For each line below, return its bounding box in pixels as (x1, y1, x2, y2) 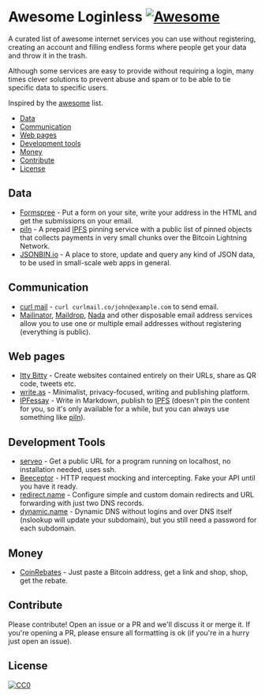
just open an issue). (8, 636, 73, 646)
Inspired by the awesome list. (8, 98, 104, 107)
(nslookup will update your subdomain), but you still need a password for (19, 515, 257, 525)
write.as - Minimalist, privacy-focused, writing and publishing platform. (19, 388, 250, 397)
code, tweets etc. (19, 379, 77, 388)
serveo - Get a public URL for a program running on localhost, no (19, 456, 231, 466)
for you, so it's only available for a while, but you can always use (19, 404, 230, 414)
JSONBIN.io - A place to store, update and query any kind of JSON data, (19, 249, 256, 259)
